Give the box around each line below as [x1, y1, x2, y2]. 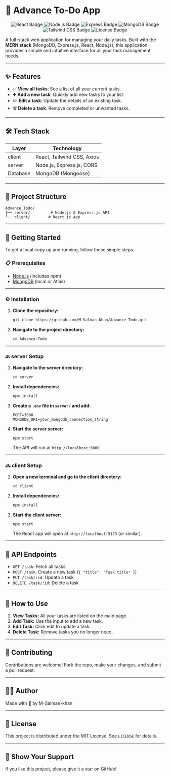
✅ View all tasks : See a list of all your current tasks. [12, 86, 121, 92]
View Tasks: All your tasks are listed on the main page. [12, 613, 127, 619]
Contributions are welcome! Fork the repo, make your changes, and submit [5, 662, 161, 668]
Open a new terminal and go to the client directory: [12, 474, 122, 480]
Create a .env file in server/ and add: [12, 402, 91, 409]
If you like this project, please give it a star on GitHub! [5, 766, 117, 772]
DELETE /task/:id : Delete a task [12, 580, 79, 586]
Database [8, 170, 31, 177]
